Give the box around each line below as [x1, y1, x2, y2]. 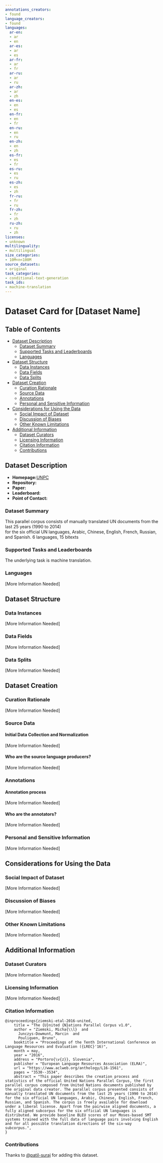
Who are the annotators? [5, 811, 57, 817]
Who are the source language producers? [5, 754, 91, 760]
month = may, [14, 1049, 41, 1053]
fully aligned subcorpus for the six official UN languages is [5, 1109, 137, 1114]
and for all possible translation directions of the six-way [5, 1121, 132, 1126]
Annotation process [5, 789, 46, 795]
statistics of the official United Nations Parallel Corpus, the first [5, 1078, 154, 1084]
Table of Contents [5, 325, 61, 333]
